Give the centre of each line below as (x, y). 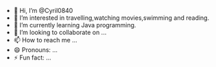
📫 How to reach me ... (45, 40)
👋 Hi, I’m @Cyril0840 (43, 11)
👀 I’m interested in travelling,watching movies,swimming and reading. (111, 18)
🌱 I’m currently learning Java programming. (75, 25)
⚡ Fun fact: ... (32, 57)
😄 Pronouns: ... (36, 50)
